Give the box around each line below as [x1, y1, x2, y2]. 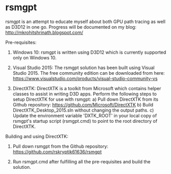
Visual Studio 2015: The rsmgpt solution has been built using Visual [12, 64, 155, 71]
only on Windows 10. [12, 54, 57, 60]
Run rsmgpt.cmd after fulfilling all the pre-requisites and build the [12, 158, 151, 165]
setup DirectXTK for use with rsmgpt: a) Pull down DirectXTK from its [12, 96, 159, 102]
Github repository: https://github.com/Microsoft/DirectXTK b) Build [12, 101, 154, 107]
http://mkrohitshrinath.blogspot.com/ [5, 29, 83, 35]
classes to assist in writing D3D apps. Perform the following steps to [12, 91, 157, 97]
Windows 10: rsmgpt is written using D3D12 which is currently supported [12, 49, 166, 55]
